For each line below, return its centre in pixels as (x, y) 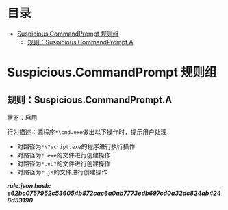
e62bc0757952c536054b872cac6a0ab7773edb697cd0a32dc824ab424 (114, 193)
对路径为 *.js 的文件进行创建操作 (62, 172)
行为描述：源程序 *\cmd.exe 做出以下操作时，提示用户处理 (87, 132)
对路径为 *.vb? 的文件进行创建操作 (64, 163)
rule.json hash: (29, 185)
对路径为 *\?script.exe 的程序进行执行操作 (76, 146)
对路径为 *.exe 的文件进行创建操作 (64, 155)
